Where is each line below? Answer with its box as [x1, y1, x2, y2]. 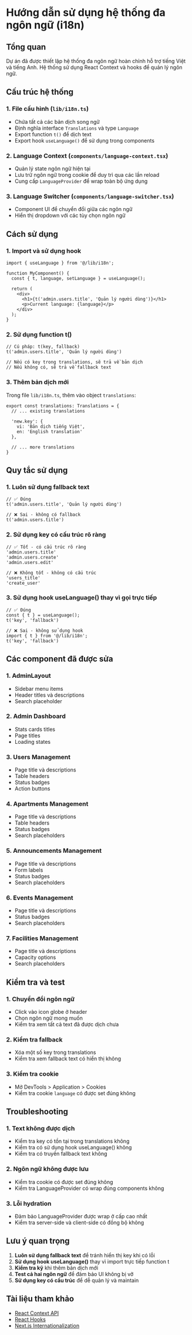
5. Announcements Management [6, 846, 102, 855]
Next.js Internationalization [14, 1322, 80, 1329]
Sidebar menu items [14, 685, 63, 692]
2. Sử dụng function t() [6, 330, 72, 338]
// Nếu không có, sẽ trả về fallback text [6, 364, 112, 371]
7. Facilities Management [6, 934, 79, 942]
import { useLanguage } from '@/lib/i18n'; [6, 260, 114, 266]
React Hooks [14, 1316, 46, 1323]
